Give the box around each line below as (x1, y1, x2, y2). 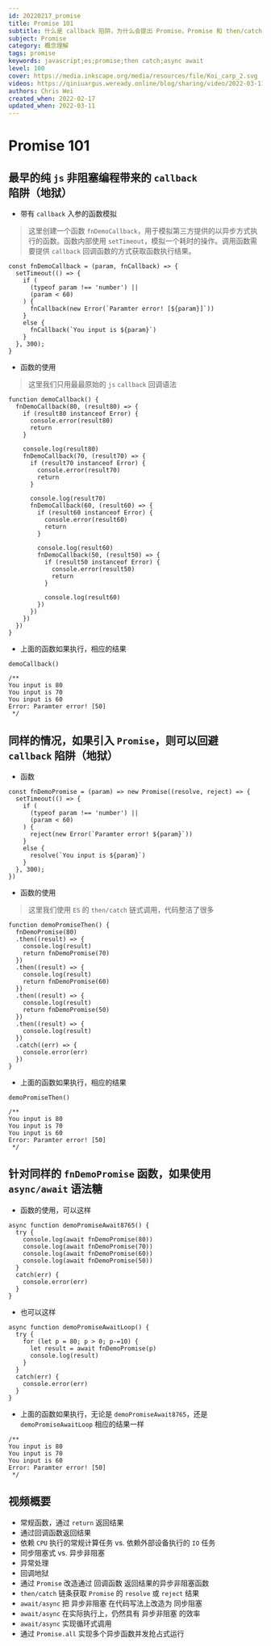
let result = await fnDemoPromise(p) (29, 1344, 157, 1353)
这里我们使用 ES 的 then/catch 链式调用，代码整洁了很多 (27, 905, 215, 914)
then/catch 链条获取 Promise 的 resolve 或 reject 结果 (19, 1588, 200, 1598)
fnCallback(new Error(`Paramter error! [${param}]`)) (29, 304, 215, 313)
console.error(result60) (44, 516, 128, 524)
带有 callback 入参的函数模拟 (19, 209, 117, 219)
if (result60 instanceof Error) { (37, 509, 153, 517)
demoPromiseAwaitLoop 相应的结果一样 (19, 1419, 144, 1429)
